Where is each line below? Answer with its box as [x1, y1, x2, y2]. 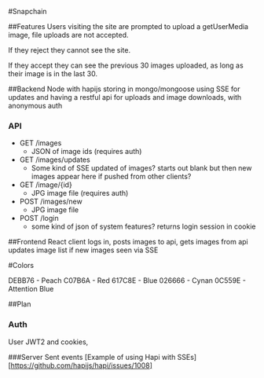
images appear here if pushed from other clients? [31, 172, 192, 182]
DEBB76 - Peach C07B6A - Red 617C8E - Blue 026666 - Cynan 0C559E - [8, 276, 246, 285]
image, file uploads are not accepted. [8, 31, 129, 39]
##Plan [8, 299, 31, 309]
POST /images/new [19, 196, 82, 207]
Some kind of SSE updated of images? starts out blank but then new [31, 163, 252, 173]
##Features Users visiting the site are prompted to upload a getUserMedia [8, 22, 249, 31]
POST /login [19, 214, 59, 223]
